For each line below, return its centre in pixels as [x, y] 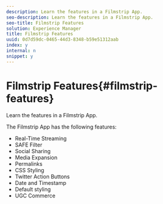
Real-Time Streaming [41, 138]
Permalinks [29, 164]
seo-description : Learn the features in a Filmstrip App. [80, 17]
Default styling [33, 189]
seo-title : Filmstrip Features [45, 23]
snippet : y [20, 56]
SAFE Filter [29, 145]
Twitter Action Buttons [42, 176]
